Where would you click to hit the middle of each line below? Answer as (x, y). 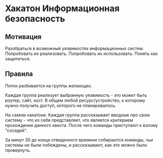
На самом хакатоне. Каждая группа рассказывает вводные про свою (78, 115)
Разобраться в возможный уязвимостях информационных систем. (74, 48)
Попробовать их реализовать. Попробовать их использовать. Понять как (81, 53)
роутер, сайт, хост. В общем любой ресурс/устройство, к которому (75, 100)
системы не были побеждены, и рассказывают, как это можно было (76, 145)
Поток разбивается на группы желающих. (49, 86)
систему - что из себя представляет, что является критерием (69, 120)
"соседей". (16, 130)
